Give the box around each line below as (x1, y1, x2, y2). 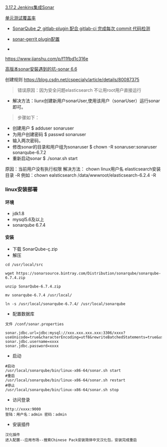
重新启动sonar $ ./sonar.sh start (12, 155, 78, 161)
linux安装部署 (5, 186, 38, 193)
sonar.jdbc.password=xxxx (5, 343, 59, 349)
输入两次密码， (12, 138, 43, 144)
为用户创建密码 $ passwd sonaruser (12, 132, 86, 137)
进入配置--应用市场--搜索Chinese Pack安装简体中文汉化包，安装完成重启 (5, 438, 137, 443)
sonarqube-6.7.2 (12, 149, 46, 155)
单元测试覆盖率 (5, 15, 36, 21)
